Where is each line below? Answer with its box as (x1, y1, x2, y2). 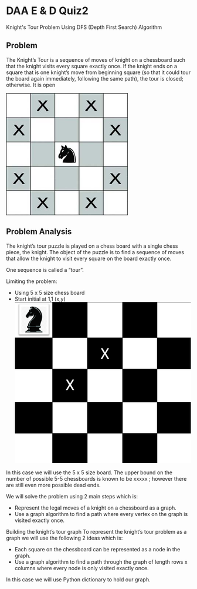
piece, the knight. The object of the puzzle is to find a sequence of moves (6, 248, 185, 255)
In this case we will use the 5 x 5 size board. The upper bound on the (6, 469, 173, 476)
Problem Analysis (6, 227, 72, 237)
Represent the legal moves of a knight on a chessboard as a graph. (14, 504, 177, 511)
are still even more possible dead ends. (6, 481, 101, 489)
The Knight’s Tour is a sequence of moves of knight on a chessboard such (6, 56, 186, 63)
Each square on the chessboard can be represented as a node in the (14, 546, 181, 553)
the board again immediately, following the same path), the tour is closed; (6, 75, 184, 82)
